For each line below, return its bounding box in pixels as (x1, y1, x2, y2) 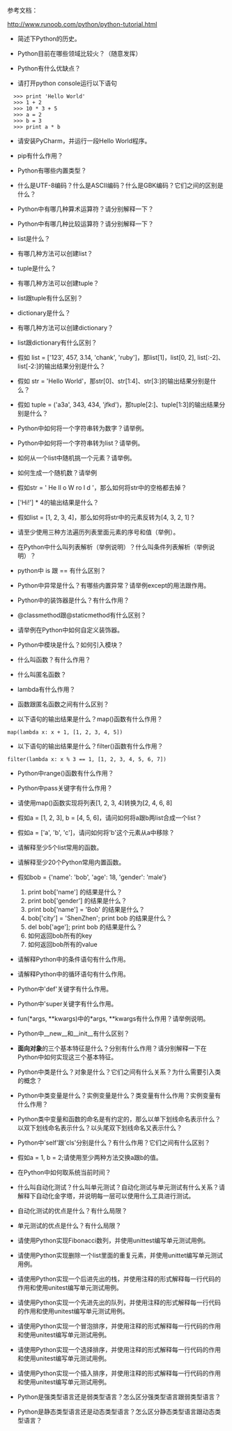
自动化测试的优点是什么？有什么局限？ (17, 1207, 127, 1214)
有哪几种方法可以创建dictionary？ (17, 324, 114, 332)
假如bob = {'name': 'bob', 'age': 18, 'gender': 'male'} (17, 873, 167, 881)
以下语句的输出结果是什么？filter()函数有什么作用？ (17, 742, 164, 750)
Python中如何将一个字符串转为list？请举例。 (17, 439, 144, 447)
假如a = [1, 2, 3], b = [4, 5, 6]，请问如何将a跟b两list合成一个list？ (17, 813, 202, 822)
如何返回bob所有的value (27, 940, 98, 948)
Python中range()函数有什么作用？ (17, 769, 114, 777)
